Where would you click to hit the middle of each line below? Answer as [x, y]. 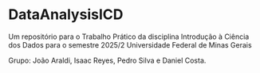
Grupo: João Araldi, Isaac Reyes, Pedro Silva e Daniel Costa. [107, 60]
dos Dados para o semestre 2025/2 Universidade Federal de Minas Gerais [130, 44]
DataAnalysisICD [66, 15]
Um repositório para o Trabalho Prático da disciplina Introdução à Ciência [129, 36]
